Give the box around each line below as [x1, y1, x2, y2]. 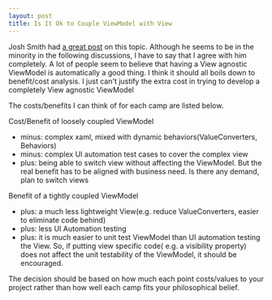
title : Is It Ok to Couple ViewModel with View [8, 19, 173, 28]
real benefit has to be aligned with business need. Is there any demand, [19, 166, 260, 176]
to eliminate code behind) [19, 215, 106, 225]
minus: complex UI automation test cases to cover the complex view [19, 149, 249, 159]
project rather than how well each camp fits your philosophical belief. [8, 282, 240, 292]
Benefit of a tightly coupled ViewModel [8, 191, 139, 200]
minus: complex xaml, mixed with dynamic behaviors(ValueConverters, [19, 131, 258, 142]
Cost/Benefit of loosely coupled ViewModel [8, 116, 154, 126]
